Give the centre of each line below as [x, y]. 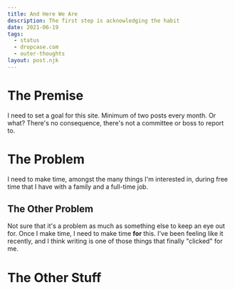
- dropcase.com [36, 47]
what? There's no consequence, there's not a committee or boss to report [116, 123]
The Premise [46, 95]
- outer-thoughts [40, 54]
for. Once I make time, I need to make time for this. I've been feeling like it [115, 234]
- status [27, 41]
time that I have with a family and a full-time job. [78, 187]
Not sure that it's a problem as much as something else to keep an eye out [116, 226]
